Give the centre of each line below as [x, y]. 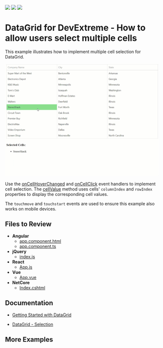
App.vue [28, 277]
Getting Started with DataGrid [42, 315]
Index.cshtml [32, 288]
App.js [26, 267]
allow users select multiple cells [71, 38]
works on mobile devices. [31, 209]
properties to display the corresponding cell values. [57, 194]
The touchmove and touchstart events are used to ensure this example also [80, 204]
